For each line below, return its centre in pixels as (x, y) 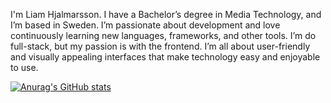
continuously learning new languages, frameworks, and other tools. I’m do (163, 35)
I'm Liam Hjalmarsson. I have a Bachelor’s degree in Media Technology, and (166, 14)
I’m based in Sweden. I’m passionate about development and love (145, 25)
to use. (24, 67)
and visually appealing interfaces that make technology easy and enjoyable (165, 57)
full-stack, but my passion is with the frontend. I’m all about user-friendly (160, 46)
